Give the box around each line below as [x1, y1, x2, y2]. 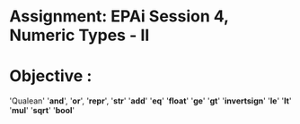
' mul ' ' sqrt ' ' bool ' [9, 105, 75, 116]
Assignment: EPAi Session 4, [9, 6, 229, 27]
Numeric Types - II [9, 25, 150, 45]
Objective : [9, 66, 93, 87]
